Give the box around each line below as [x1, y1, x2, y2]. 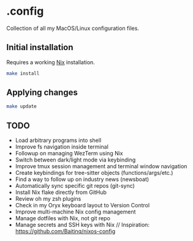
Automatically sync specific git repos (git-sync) [15, 182, 135, 190]
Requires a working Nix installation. [6, 58, 95, 65]
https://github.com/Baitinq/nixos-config [15, 228, 116, 235]
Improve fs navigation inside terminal [15, 143, 109, 150]
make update [6, 103, 37, 109]
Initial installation [6, 42, 74, 53]
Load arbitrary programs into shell [15, 136, 102, 144]
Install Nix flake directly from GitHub [15, 188, 107, 196]
